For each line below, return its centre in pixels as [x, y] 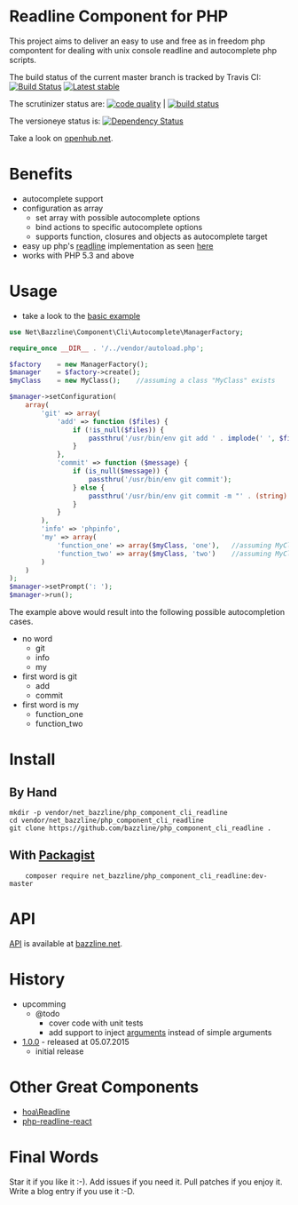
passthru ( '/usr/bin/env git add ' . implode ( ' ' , [182, 438]
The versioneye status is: [55, 121]
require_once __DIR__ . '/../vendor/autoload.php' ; [106, 348]
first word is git [49, 676]
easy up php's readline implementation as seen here [118, 245]
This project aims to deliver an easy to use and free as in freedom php [137, 41]
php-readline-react [57, 1121]
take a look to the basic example [81, 315]
